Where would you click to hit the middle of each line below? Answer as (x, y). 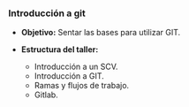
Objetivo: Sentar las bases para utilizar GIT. (101, 33)
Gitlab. (46, 95)
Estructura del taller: (60, 50)
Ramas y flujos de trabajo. (82, 86)
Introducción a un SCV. (76, 67)
